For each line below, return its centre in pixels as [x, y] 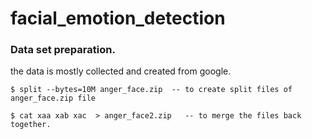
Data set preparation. [63, 50]
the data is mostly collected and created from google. [121, 71]
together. [31, 125]
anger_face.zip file [53, 98]
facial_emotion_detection [118, 18]
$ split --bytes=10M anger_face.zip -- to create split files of [151, 90]
